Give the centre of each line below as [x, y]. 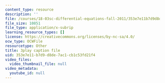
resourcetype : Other [26, 46]
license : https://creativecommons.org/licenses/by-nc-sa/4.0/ [70, 37]
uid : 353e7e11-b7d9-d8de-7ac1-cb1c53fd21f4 [50, 55]
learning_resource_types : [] [35, 32]
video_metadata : [22, 69]
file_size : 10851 [23, 23]
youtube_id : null [27, 73]
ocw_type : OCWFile [24, 41]
